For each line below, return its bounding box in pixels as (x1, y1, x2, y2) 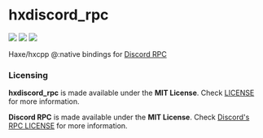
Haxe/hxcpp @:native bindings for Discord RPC (8, 49, 167, 58)
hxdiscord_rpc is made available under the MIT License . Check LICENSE (8, 88, 255, 98)
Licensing (8, 69, 49, 80)
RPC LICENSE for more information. (8, 121, 128, 131)
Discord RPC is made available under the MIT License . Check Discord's (8, 112, 250, 123)
